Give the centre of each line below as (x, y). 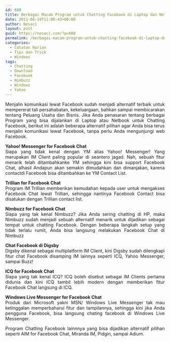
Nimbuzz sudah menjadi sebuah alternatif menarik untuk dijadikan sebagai (85, 219)
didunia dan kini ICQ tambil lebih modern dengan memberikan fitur (85, 282)
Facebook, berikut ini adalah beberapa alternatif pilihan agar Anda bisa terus (85, 126)
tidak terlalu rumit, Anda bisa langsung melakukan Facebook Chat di (85, 230)
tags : (11, 62)
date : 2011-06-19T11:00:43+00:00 (40, 19)
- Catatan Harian (28, 47)
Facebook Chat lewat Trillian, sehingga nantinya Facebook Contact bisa (85, 193)
